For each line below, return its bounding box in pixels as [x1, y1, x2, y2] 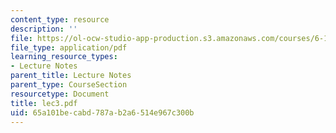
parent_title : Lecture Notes [10, 71, 132, 81]
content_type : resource [10, 14, 110, 25]
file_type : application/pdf [10, 42, 128, 53]
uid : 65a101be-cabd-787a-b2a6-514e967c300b [10, 107, 195, 118]
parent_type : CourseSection [10, 80, 128, 90]
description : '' [10, 24, 78, 34]
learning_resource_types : [10, 52, 118, 62]
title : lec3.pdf [10, 98, 78, 108]
